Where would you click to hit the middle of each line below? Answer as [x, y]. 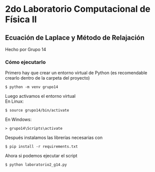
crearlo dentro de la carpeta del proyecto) [47, 78]
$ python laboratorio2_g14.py [36, 165]
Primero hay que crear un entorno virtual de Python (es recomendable [76, 73]
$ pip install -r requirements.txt [42, 147]
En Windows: [18, 119]
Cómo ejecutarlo [25, 62]
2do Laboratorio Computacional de [78, 9]
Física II [21, 19]
